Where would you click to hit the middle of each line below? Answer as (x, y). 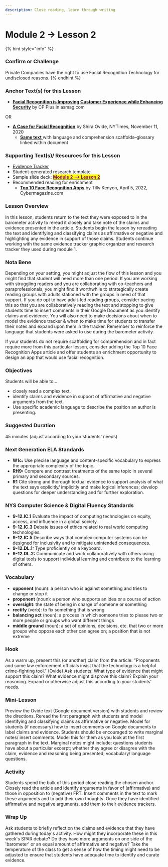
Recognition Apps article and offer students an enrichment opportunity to (81, 352)
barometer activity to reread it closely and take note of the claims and (77, 222)
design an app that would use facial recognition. (55, 357)
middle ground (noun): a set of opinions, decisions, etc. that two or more (88, 626)
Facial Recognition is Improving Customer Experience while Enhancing (88, 102)
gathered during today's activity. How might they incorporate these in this (81, 833)
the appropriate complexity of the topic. (53, 465)
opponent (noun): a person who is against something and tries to (80, 588)
